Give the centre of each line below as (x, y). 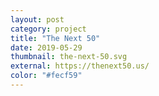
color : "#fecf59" (46, 76)
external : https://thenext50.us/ (80, 66)
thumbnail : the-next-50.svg (69, 57)
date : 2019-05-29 (46, 47)
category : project (48, 29)
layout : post (37, 19)
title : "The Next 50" (55, 38)
